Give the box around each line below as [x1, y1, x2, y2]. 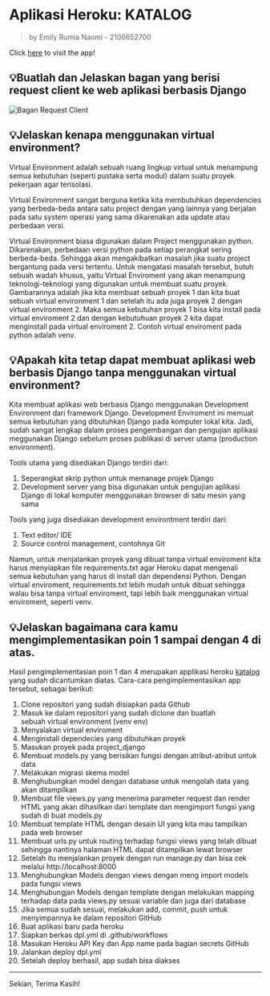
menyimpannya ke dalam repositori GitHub [20, 913, 162, 923]
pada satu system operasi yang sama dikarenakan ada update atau [9, 211, 231, 222]
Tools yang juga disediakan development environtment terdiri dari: [9, 514, 228, 524]
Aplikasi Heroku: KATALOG [9, 6, 192, 24]
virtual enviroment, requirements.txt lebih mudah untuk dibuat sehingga [9, 580, 245, 590]
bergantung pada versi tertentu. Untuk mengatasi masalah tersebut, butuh [9, 261, 254, 271]
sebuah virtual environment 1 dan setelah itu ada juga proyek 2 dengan [9, 296, 243, 305]
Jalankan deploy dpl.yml [20, 947, 102, 957]
